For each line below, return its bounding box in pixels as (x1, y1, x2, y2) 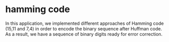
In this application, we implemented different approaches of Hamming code (5, 20, 164, 26)
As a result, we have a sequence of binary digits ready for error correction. (5, 31, 163, 37)
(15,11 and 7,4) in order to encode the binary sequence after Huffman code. (5, 25, 162, 31)
